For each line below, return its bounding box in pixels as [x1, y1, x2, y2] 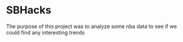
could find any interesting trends [6, 29, 85, 36]
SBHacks [6, 3, 52, 17]
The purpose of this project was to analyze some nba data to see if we [6, 23, 177, 30]
